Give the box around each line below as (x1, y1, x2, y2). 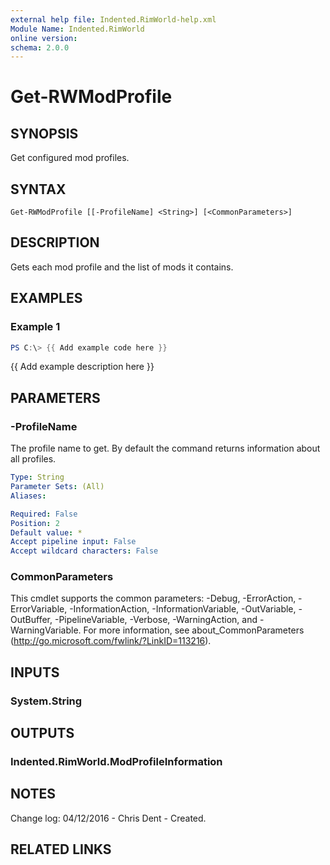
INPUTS (10, 664, 60, 681)
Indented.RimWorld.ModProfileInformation (10, 755, 223, 769)
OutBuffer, (10, 614, 53, 626)
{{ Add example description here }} (10, 361, 155, 373)
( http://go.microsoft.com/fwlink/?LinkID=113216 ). (10, 635, 212, 647)
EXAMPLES (10, 290, 83, 307)
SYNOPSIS (10, 125, 79, 142)
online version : (10, 33, 78, 43)
